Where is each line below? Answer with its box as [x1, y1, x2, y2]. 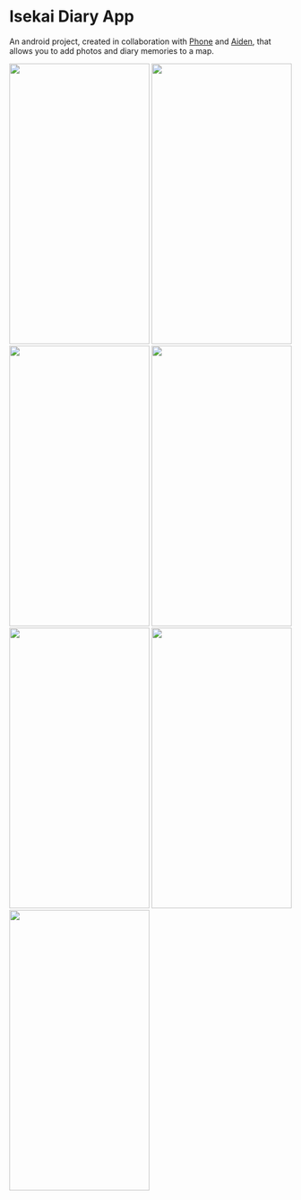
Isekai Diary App [9, 6, 134, 27]
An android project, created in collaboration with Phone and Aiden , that [9, 36, 271, 47]
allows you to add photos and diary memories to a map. [9, 45, 215, 56]
